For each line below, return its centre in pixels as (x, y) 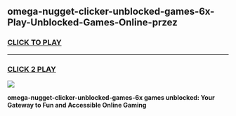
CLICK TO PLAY (34, 43)
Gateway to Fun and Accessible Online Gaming (77, 105)
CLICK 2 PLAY (32, 69)
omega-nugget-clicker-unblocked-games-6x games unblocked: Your (111, 97)
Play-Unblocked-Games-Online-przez (92, 23)
